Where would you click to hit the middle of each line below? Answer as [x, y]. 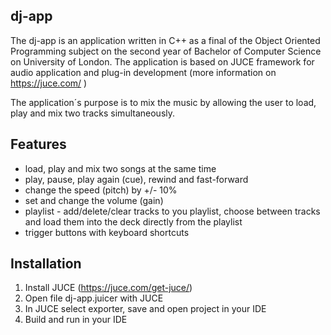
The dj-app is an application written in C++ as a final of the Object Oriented [165, 40]
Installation [46, 264]
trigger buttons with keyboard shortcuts [107, 232]
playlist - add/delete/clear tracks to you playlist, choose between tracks [172, 211]
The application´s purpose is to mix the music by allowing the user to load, [163, 102]
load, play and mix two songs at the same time [120, 168]
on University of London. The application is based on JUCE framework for [162, 61]
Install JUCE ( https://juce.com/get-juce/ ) [108, 288]
